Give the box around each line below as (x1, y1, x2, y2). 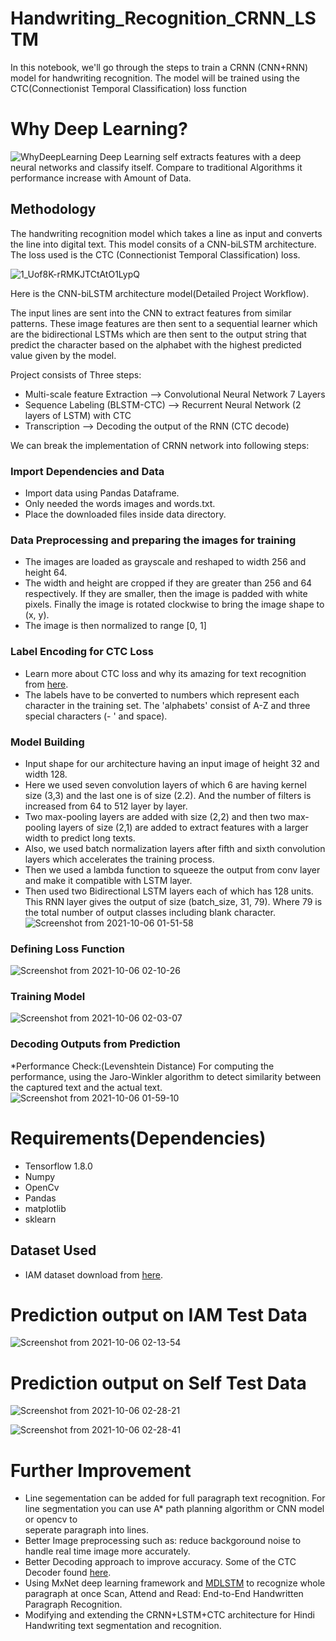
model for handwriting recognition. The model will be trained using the (10, 72, 300, 84)
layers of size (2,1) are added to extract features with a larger (58, 821, 309, 833)
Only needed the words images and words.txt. (24, 497, 216, 509)
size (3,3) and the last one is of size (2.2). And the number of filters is (24, 789, 312, 801)
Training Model (10, 990, 86, 1004)
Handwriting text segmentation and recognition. (24, 1620, 222, 1632)
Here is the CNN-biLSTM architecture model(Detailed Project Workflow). (10, 287, 310, 299)
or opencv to (24, 1513, 78, 1526)
